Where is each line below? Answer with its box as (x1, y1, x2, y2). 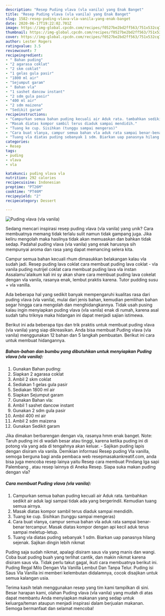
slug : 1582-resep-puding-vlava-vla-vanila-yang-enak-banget (5, 16, 131, 21)
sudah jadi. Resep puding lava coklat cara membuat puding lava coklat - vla (5, 261, 158, 267)
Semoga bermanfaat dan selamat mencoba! (5, 606, 94, 612)
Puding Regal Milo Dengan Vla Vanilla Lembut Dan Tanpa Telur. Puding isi (5, 565, 154, 571)
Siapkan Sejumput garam (12, 392, 64, 398)
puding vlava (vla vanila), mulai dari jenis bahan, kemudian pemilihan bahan (5, 296, 158, 302)
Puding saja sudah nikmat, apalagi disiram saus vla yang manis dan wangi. (5, 549, 156, 555)
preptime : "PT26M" (5, 185, 43, 190)
